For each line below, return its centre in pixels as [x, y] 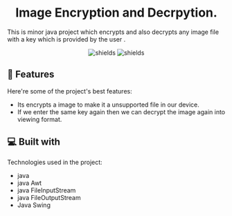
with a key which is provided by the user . [66, 39]
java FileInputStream [46, 190]
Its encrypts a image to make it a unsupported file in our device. [108, 105]
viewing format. [39, 119]
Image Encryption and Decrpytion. [116, 13]
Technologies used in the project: [55, 162]
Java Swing [34, 205]
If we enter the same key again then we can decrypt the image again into [121, 111]
